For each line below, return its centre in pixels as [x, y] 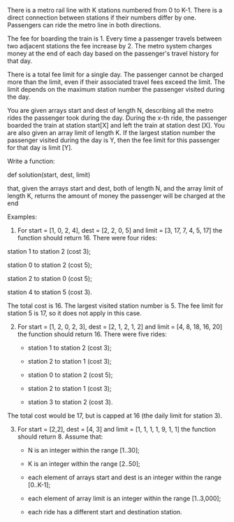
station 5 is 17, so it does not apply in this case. [74, 313]
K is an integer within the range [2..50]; [84, 464]
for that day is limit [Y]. [40, 147]
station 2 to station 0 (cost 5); [50, 279]
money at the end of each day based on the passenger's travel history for [113, 53]
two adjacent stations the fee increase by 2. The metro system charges [110, 46]
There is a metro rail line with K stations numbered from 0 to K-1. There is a [115, 10]
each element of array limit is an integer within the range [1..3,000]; [124, 498]
